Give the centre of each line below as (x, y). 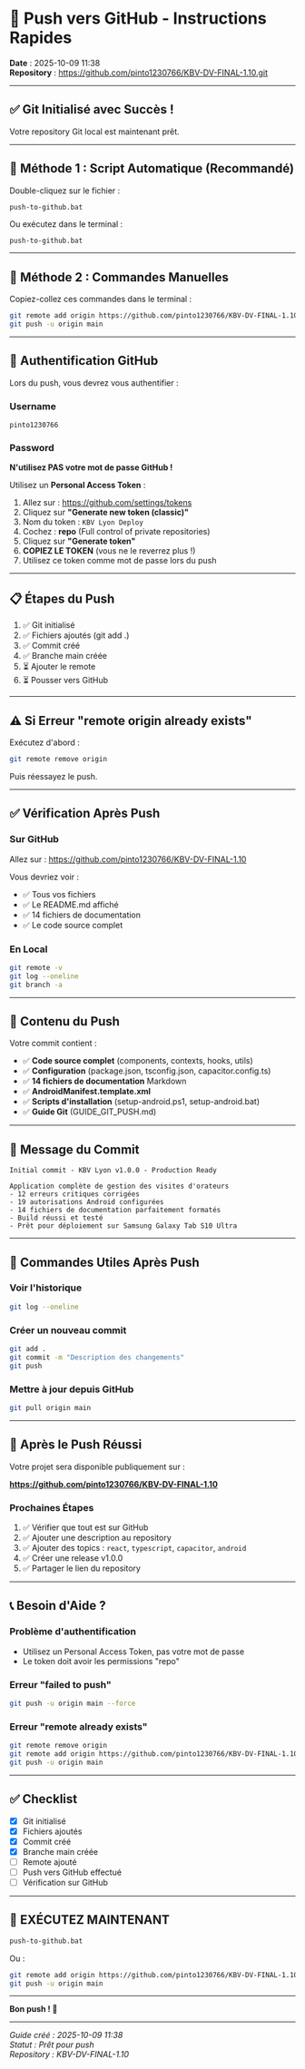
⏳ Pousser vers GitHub (65, 681)
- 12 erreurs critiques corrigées (75, 1194)
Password (32, 448)
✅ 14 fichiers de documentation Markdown (104, 1081)
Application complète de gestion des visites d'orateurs (119, 1186)
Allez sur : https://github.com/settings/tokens (107, 503)
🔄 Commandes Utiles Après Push (104, 1262)
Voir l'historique (46, 1288)
